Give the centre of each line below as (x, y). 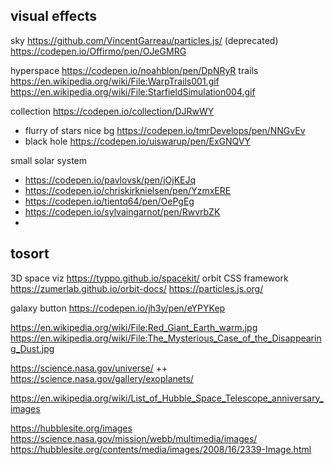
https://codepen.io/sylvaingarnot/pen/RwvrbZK (122, 211)
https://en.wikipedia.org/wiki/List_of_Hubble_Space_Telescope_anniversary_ (167, 398)
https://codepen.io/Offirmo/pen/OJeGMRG (98, 51)
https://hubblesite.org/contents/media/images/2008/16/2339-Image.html (161, 449)
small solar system (48, 160)
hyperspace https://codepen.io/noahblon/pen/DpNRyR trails (134, 70)
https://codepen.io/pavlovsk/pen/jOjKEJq (110, 180)
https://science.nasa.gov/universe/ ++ (89, 368)
